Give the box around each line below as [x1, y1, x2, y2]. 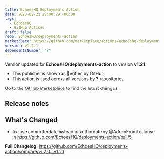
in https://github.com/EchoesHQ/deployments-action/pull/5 [12, 134, 132, 140]
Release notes [5, 99, 49, 107]
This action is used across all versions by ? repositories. [12, 76, 125, 82]
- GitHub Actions [9, 25, 45, 30]
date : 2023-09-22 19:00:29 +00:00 [5, 12, 76, 17]
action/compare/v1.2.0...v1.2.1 [5, 148, 65, 154]
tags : [5, 16, 16, 21]
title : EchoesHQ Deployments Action [5, 7, 80, 12]
